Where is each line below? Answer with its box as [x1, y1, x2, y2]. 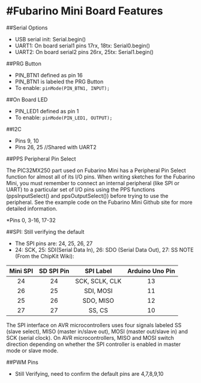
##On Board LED [6, 96, 48, 103]
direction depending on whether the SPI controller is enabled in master [6, 340, 181, 348]
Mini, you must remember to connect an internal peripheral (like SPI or [6, 179, 180, 186]
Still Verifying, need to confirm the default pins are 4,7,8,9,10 [14, 370, 164, 377]
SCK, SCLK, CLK [74, 277, 122, 285]
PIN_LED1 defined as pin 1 [14, 107, 79, 114]
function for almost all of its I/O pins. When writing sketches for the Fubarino [6, 173, 195, 180]
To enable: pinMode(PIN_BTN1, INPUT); [14, 84, 110, 91]
